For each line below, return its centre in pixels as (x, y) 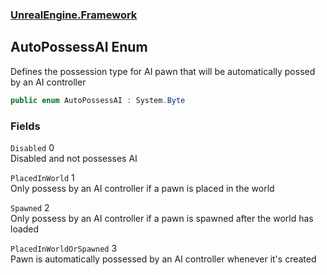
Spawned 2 (30, 207)
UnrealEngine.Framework (74, 15)
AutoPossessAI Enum (79, 47)
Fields (25, 126)
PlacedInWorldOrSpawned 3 (64, 248)
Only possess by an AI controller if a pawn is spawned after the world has (162, 218)
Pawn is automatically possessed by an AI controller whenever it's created (163, 259)
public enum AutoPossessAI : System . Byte (98, 100)
